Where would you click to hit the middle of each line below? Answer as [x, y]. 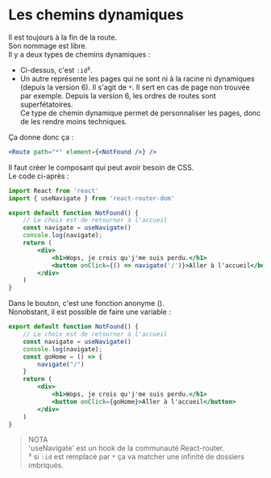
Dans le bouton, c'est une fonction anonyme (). [86, 304]
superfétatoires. [46, 104]
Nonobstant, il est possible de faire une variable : [90, 312]
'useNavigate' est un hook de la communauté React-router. [126, 448]
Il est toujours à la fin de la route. [63, 37]
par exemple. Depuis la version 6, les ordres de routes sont [118, 95]
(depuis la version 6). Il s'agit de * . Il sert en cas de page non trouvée [135, 87]
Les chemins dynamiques [96, 15]
